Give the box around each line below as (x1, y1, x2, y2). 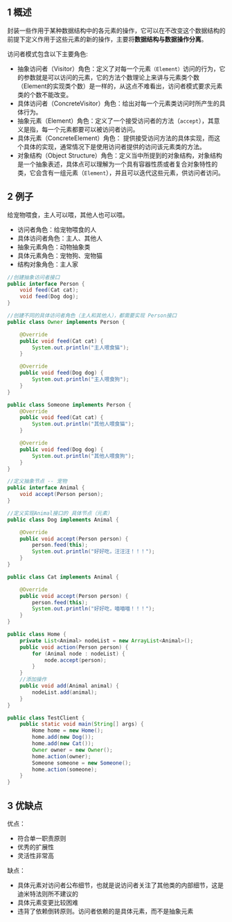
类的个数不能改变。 (17, 90, 73, 99)
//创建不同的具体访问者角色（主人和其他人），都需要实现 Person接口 (7, 312, 177, 319)
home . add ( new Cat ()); (32, 740, 95, 747)
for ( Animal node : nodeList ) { (32, 650, 126, 657)
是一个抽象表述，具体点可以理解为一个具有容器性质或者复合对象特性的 (17, 160, 218, 168)
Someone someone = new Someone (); (32, 759, 132, 767)
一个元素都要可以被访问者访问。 (47, 125, 139, 133)
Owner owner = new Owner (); (32, 746, 113, 753)
